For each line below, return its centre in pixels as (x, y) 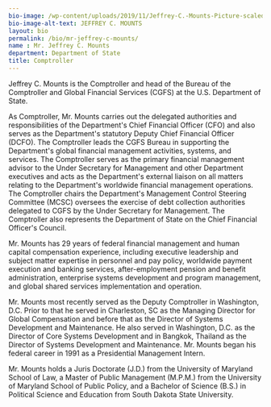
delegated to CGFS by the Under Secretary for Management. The (117, 210)
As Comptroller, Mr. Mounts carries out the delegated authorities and (123, 116)
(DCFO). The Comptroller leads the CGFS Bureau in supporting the (119, 142)
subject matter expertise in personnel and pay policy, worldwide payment (130, 260)
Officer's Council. (38, 227)
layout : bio (28, 31)
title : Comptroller (41, 61)
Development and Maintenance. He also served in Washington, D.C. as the (132, 327)
